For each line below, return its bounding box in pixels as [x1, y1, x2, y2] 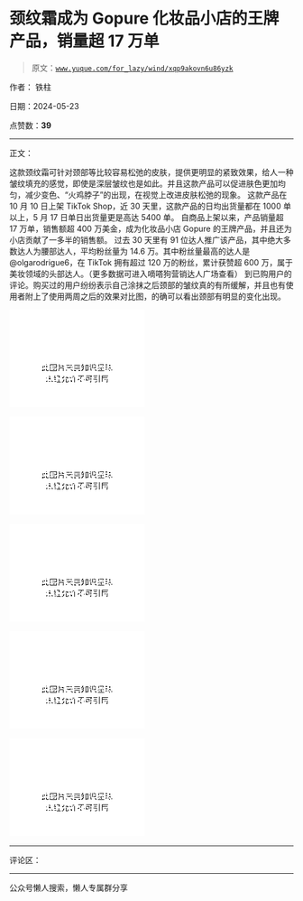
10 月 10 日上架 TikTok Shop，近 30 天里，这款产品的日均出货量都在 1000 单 [9, 200, 291, 211]
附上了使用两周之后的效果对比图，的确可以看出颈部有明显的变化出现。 [24, 291, 286, 302]
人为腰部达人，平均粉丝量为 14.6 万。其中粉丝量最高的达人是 [24, 246, 251, 256]
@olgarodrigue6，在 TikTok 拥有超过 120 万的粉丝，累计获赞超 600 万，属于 [9, 256, 293, 267]
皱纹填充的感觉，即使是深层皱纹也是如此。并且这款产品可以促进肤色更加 [9, 178, 278, 189]
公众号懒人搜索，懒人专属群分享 [9, 882, 128, 893]
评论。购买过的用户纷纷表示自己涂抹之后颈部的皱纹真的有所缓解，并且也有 [9, 279, 286, 290]
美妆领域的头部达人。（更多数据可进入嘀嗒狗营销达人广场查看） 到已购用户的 [9, 268, 292, 279]
